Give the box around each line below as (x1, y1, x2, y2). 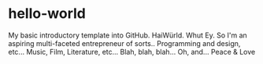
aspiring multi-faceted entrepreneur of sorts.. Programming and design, (8, 38, 241, 48)
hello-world (8, 5, 87, 23)
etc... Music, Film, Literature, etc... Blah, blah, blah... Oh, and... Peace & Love (8, 47, 256, 56)
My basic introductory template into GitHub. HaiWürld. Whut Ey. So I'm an (8, 30, 248, 40)
